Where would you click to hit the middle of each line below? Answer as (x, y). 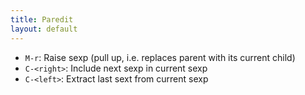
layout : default (44, 29)
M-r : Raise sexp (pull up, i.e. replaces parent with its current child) (160, 57)
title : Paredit (42, 19)
